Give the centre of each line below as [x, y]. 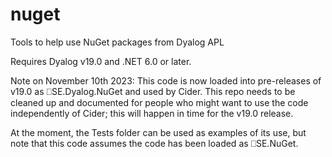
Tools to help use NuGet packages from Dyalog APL [117, 42]
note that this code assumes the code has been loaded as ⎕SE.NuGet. [154, 143]
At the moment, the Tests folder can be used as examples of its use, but [158, 132]
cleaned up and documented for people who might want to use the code [159, 102]
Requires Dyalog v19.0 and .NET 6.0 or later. [101, 61]
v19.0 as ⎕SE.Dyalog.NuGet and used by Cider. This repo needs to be [153, 91]
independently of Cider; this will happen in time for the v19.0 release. [152, 113]
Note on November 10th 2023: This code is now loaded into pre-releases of [166, 80]
